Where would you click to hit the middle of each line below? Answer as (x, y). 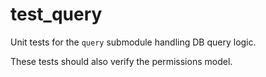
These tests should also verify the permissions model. (121, 61)
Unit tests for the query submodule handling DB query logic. (133, 42)
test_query (56, 14)
